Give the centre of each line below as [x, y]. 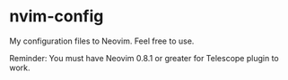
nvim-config [57, 16]
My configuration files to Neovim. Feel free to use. [102, 41]
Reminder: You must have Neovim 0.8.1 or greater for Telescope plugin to [144, 58]
